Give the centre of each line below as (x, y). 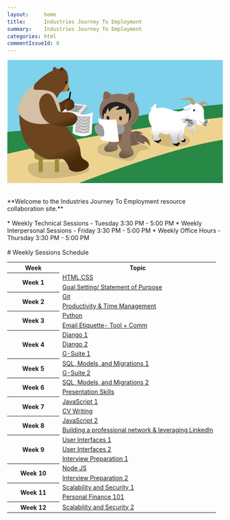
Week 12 (33, 507)
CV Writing (78, 411)
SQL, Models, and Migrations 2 (106, 382)
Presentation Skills (89, 392)
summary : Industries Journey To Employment (75, 29)
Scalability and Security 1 (99, 487)
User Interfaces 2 (87, 449)
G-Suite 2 (77, 373)
